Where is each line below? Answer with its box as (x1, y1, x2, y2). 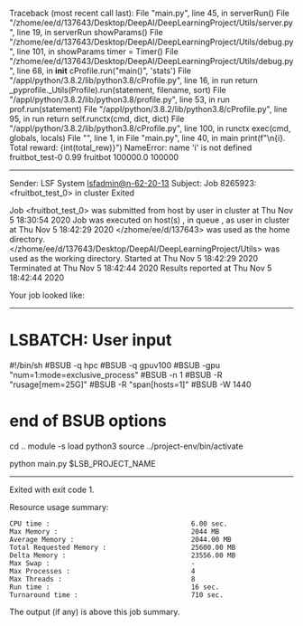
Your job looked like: (9, 289, 86, 300)
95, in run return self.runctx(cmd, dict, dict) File (9, 113, 185, 124)
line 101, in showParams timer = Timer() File (16, 46, 179, 57)
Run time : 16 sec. (9, 583, 220, 592)
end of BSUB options (9, 411, 167, 432)
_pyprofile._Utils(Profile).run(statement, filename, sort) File (9, 85, 227, 95)
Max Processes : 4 (9, 566, 196, 575)
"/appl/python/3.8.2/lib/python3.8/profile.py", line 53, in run (9, 94, 230, 105)
